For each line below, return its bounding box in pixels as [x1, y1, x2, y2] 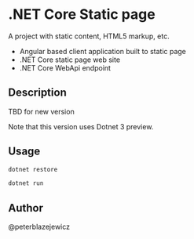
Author [8, 201, 43, 215]
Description [8, 86, 67, 100]
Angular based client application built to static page [19, 46, 187, 56]
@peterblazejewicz [8, 222, 71, 232]
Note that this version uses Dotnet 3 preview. [8, 121, 154, 131]
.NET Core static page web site [19, 55, 120, 64]
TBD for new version [8, 107, 75, 116]
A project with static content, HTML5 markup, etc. [8, 31, 170, 41]
